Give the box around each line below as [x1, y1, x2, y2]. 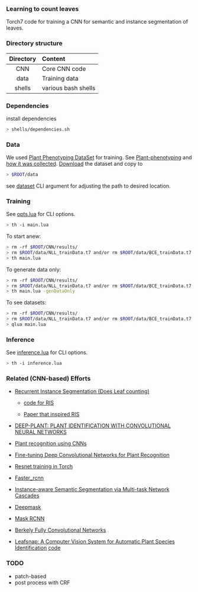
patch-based [14, 572, 47, 580]
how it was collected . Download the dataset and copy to [6, 160, 143, 168]
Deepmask [14, 504, 41, 511]
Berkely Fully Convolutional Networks [14, 526, 106, 534]
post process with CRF [14, 579, 70, 586]
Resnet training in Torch [14, 463, 73, 470]
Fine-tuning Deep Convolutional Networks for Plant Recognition [14, 452, 170, 459]
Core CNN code [41, 65, 86, 73]
